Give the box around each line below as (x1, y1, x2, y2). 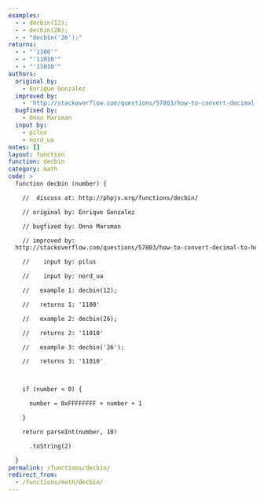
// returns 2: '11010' (22, 329, 104, 337)
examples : (8, 11, 41, 20)
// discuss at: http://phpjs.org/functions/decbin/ (22, 194, 199, 201)
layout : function (8, 150, 65, 158)
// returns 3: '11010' (22, 357, 104, 366)
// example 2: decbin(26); (22, 315, 118, 323)
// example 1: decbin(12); (22, 286, 118, 294)
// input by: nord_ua (22, 272, 104, 280)
